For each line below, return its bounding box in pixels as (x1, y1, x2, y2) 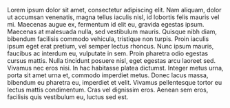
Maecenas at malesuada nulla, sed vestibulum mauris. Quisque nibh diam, (7, 27, 218, 36)
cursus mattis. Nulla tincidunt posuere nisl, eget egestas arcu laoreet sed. (7, 57, 216, 64)
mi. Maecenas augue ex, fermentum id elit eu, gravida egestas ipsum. (7, 21, 205, 28)
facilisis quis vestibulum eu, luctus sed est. (7, 93, 129, 101)
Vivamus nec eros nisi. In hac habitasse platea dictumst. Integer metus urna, (7, 64, 224, 72)
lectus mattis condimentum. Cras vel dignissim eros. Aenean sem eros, (7, 85, 209, 94)
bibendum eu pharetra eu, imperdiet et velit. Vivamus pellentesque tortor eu (7, 79, 222, 86)
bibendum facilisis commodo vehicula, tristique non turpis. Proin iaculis (7, 35, 209, 43)
